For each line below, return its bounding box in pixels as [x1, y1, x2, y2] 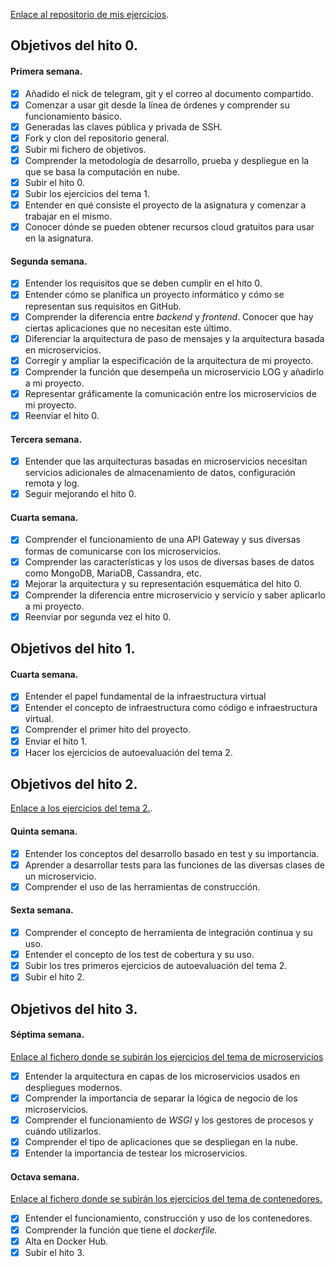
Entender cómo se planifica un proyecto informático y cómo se [24, 289, 285, 301]
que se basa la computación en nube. [24, 165, 180, 178]
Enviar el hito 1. [24, 735, 88, 747]
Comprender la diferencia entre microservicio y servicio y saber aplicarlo [24, 589, 326, 601]
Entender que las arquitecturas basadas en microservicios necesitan [24, 455, 308, 468]
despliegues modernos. [24, 1081, 123, 1093]
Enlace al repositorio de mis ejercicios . [10, 9, 170, 20]
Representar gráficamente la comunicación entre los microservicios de [24, 387, 317, 399]
